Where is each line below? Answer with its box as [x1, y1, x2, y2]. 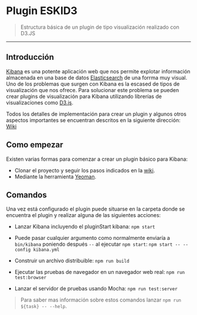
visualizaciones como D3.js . [6, 99, 73, 106]
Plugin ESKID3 [6, 4, 78, 18]
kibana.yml [33, 247, 60, 253]
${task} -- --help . [20, 303, 67, 310]
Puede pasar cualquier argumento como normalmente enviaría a [14, 235, 170, 242]
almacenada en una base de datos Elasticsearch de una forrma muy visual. [6, 74, 188, 81]
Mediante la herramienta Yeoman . [14, 173, 97, 180]
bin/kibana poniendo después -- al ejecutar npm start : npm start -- [14, 241, 181, 248]
